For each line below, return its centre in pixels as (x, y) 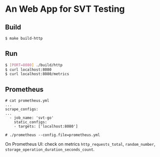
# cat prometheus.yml (27, 101)
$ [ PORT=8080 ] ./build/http (34, 65)
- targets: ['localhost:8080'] (46, 127)
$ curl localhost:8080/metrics (37, 74)
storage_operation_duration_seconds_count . (50, 149)
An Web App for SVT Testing (65, 9)
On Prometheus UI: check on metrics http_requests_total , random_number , (80, 144)
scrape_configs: (22, 109)
